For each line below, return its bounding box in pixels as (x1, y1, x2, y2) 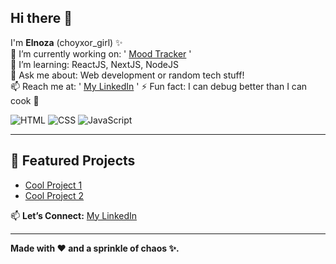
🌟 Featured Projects (10, 152, 136, 170)
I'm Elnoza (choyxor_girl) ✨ (10, 36, 123, 48)
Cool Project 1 (24, 179, 83, 191)
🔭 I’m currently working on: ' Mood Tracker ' (10, 47, 192, 60)
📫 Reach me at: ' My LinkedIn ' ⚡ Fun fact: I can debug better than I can (10, 80, 308, 92)
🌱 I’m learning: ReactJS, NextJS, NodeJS (10, 58, 179, 70)
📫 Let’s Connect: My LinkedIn (10, 209, 138, 221)
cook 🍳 (10, 94, 40, 106)
